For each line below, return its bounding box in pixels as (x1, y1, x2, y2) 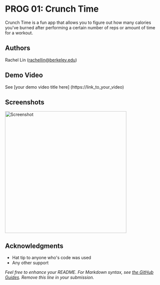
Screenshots (5, 98, 45, 106)
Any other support (12, 260, 49, 266)
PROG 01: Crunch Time (5, 3, 99, 15)
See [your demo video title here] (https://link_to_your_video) (5, 84, 125, 90)
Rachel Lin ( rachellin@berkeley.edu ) (5, 57, 78, 63)
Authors (5, 44, 31, 52)
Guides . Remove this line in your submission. (5, 274, 95, 281)
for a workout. (5, 30, 33, 36)
